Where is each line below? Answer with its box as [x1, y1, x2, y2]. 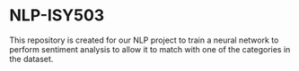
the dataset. [9, 53, 54, 64]
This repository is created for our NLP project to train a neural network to [9, 35, 279, 45]
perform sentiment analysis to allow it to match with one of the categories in [9, 43, 291, 54]
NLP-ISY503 [9, 5, 105, 26]
